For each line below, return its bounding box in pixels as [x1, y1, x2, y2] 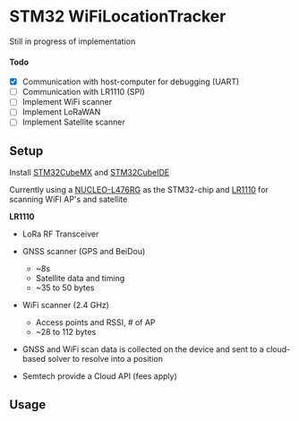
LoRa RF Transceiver [21, 228, 99, 239]
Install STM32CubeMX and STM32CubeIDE [9, 168, 170, 178]
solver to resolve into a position [47, 354, 164, 365]
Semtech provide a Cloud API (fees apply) [21, 371, 177, 382]
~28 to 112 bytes [35, 327, 97, 338]
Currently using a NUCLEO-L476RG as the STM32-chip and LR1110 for [9, 185, 269, 195]
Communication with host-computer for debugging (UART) [21, 76, 240, 87]
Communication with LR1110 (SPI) [21, 87, 145, 98]
